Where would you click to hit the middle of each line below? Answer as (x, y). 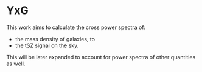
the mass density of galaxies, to (55, 39)
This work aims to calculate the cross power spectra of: (76, 27)
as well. (16, 64)
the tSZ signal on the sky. (47, 45)
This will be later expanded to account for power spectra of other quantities (101, 57)
